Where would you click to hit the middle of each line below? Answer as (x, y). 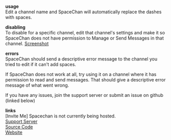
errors (12, 53)
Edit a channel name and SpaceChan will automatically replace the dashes (83, 12)
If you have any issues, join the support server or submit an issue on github (84, 95)
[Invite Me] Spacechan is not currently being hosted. (60, 116)
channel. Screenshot (27, 44)
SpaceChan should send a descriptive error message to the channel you (81, 59)
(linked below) (20, 101)
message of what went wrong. (37, 85)
